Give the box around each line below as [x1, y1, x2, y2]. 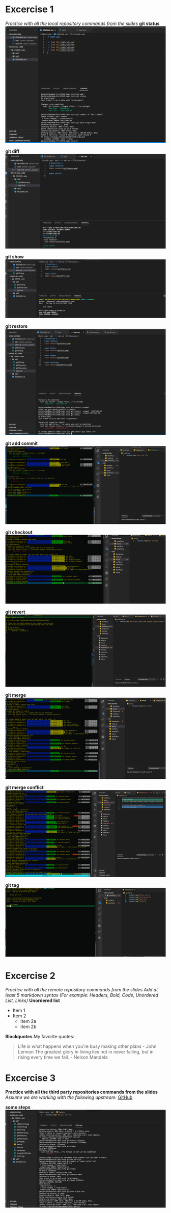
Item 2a [20, 1018, 37, 1024]
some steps [5, 1104, 31, 1111]
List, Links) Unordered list [5, 997, 60, 1004]
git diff [5, 148, 20, 154]
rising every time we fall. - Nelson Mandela [17, 1054, 108, 1061]
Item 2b [20, 1023, 37, 1030]
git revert [5, 609, 25, 615]
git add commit [5, 440, 38, 446]
